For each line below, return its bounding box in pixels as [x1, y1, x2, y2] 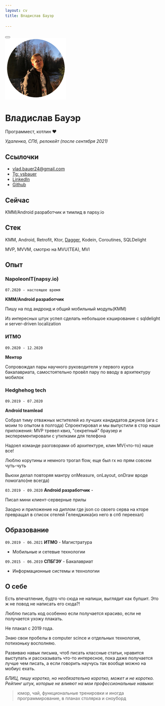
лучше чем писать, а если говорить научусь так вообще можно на [5, 660, 146, 666]
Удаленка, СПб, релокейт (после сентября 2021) [5, 138, 108, 144]
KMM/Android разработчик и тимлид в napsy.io [5, 209, 105, 215]
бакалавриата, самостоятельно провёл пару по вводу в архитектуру [5, 369, 151, 375]
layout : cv [5, 8, 28, 13]
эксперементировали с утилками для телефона [5, 433, 106, 439]
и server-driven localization [5, 321, 61, 327]
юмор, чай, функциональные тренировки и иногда [17, 690, 124, 696]
